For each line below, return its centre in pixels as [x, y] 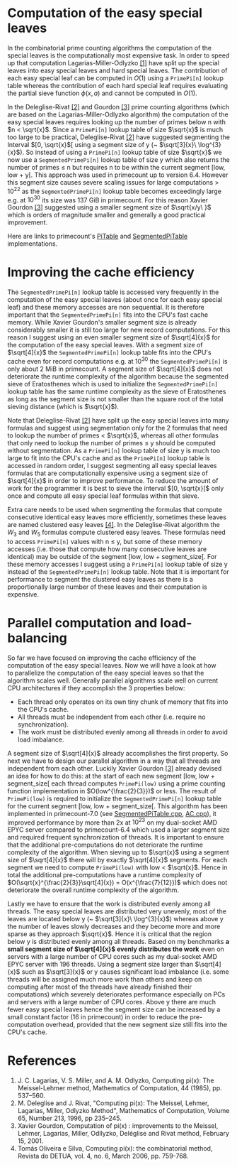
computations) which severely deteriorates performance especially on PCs [116, 994]
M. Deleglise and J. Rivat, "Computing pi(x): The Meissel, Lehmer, [113, 1103]
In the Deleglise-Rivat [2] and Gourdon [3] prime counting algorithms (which [118, 107]
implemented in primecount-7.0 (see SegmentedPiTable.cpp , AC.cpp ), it [112, 813]
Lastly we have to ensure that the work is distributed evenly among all [109, 904]
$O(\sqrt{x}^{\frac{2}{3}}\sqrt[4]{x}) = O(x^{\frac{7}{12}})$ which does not [117, 883]
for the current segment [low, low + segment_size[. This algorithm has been [117, 806]
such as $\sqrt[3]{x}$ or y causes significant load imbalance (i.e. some [125, 972]
